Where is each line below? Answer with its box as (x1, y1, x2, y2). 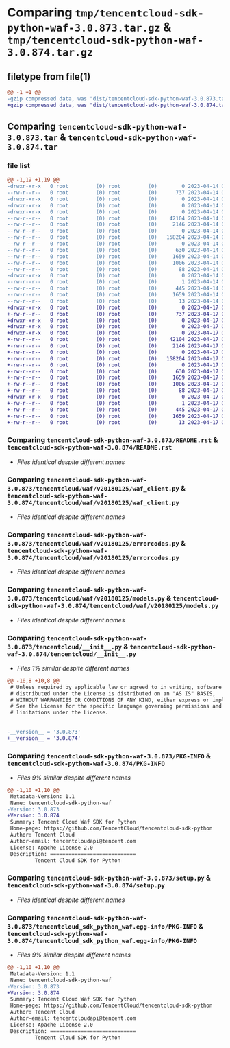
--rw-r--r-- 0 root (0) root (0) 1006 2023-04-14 (7, 259, 219, 266)
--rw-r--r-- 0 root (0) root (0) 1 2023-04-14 (7, 279, 219, 286)
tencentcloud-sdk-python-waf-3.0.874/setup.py (7, 882, 166, 889)
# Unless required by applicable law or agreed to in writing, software (10, 684, 222, 690)
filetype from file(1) (7, 71, 91, 82)
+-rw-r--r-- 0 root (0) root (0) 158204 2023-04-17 (7, 355, 219, 362)
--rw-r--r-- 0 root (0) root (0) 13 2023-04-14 (7, 297, 219, 305)
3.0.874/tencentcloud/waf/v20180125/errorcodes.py (7, 554, 179, 561)
